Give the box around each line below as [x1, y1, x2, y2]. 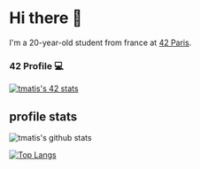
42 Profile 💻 [9, 59, 65, 72]
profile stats [9, 109, 78, 124]
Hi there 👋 [9, 8, 82, 28]
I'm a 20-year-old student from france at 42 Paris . [9, 37, 192, 48]
